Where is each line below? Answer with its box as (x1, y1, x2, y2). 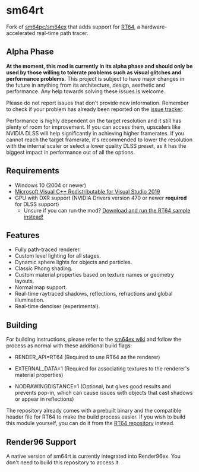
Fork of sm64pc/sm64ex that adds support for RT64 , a (6, 23, 141, 30)
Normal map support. (14, 284, 67, 291)
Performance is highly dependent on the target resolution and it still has (6, 117, 182, 124)
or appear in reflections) (14, 395, 74, 403)
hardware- (141, 23, 168, 30)
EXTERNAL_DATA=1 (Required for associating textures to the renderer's (14, 365, 190, 372)
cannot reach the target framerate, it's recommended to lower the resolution (6, 136, 193, 143)
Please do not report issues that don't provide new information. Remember (6, 99, 189, 106)
